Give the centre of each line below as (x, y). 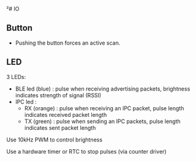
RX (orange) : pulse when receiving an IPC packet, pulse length (104, 108)
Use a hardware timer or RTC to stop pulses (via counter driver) (86, 151)
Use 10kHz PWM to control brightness (55, 140)
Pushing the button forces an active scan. (68, 43)
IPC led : (26, 102)
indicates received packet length (66, 114)
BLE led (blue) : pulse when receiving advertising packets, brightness (103, 89)
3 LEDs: (16, 77)
